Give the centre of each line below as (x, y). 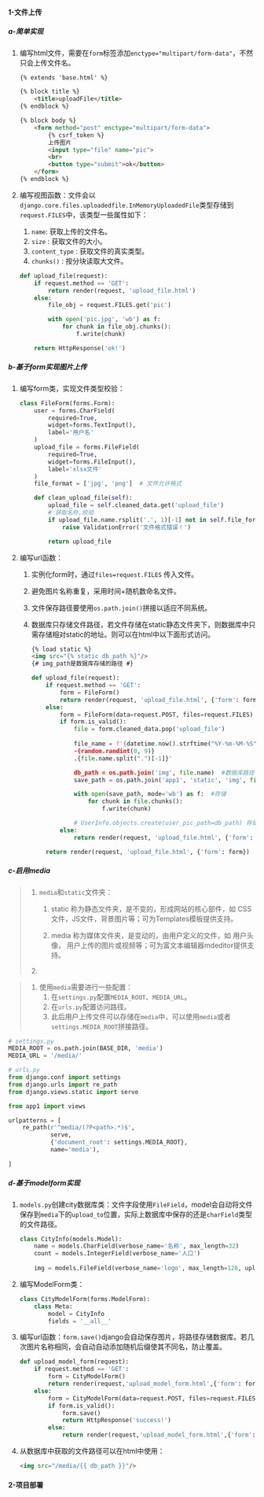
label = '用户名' (71, 433)
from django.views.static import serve (73, 1092)
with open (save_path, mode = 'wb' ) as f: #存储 (150, 794)
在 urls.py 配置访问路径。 (91, 1007)
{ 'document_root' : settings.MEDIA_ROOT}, (119, 1142)
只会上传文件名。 (47, 62)
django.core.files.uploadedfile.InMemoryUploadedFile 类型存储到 (126, 205)
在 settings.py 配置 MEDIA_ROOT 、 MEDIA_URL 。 (121, 996)
